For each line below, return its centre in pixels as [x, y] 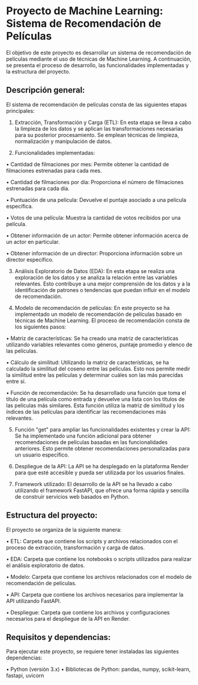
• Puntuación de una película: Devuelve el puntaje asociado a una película [96, 199]
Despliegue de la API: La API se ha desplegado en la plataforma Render [102, 466]
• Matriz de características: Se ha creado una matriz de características [92, 338]
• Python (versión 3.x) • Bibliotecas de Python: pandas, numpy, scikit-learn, [98, 670]
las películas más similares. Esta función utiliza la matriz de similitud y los [95, 405]
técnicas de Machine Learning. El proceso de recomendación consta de [102, 320]
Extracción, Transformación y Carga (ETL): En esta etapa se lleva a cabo [103, 122]
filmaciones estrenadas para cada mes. [54, 170]
